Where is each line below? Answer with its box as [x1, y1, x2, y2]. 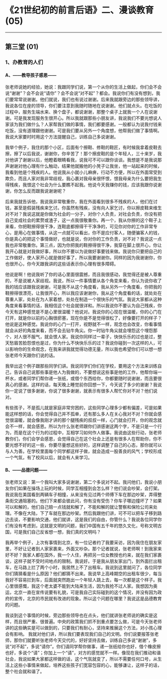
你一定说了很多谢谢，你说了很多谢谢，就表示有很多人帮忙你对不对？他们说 [5, 388, 158, 394]
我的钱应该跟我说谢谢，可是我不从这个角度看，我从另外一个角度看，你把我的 [5, 284, 162, 290]
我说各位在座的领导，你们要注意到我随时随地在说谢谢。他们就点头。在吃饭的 [5, 103, 162, 109]
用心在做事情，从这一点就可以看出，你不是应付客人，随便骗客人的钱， [18, 230, 162, 236]
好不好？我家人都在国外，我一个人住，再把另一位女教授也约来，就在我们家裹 [5, 551, 162, 558]
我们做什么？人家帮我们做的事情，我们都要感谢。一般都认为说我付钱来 [18, 122, 162, 128]
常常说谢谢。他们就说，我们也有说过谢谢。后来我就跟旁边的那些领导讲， [13, 97, 162, 103]
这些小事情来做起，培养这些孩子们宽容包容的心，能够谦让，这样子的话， [13, 662, 162, 668]
